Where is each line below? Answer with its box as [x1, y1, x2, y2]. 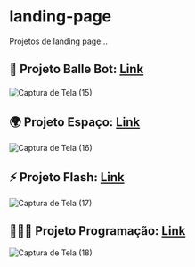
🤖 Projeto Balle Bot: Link [9, 62, 144, 77]
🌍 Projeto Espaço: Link [9, 114, 141, 129]
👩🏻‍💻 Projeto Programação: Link [9, 223, 186, 238]
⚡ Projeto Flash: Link [9, 170, 125, 185]
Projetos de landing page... [9, 36, 109, 46]
